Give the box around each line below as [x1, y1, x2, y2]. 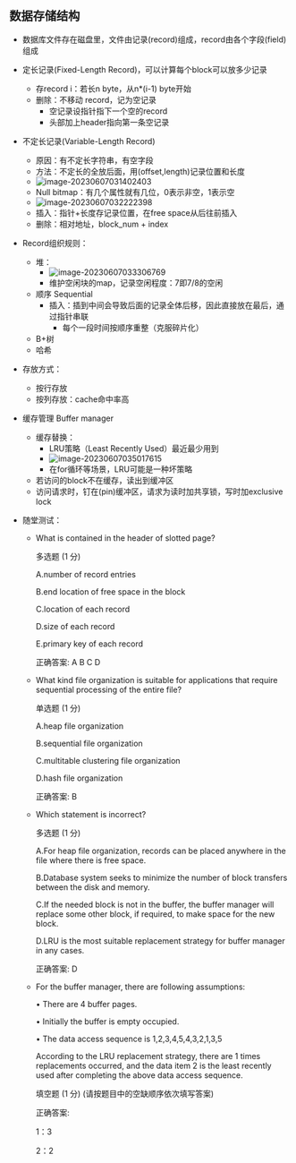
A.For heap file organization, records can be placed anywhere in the [35, 845, 286, 856]
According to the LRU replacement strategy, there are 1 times [35, 1050, 261, 1061]
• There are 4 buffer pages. [35, 998, 138, 1009]
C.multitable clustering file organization [35, 755, 181, 765]
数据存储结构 [9, 8, 80, 24]
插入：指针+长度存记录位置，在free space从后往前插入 [35, 207, 238, 218]
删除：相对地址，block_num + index [35, 218, 169, 229]
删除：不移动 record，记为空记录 [35, 94, 156, 105]
